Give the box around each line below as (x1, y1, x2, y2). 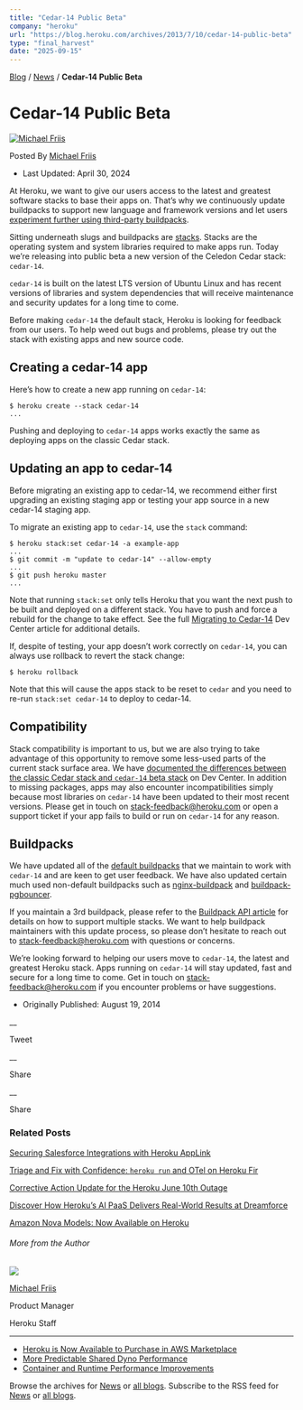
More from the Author (9, 1238, 90, 1248)
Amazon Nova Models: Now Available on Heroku (9, 1217, 189, 1228)
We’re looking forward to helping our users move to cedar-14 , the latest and (9, 953, 290, 964)
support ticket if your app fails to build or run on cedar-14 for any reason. (9, 810, 280, 821)
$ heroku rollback (9, 667, 78, 677)
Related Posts (9, 1127, 71, 1139)
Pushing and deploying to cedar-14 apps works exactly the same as (9, 425, 261, 436)
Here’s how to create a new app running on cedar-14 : (9, 384, 207, 394)
